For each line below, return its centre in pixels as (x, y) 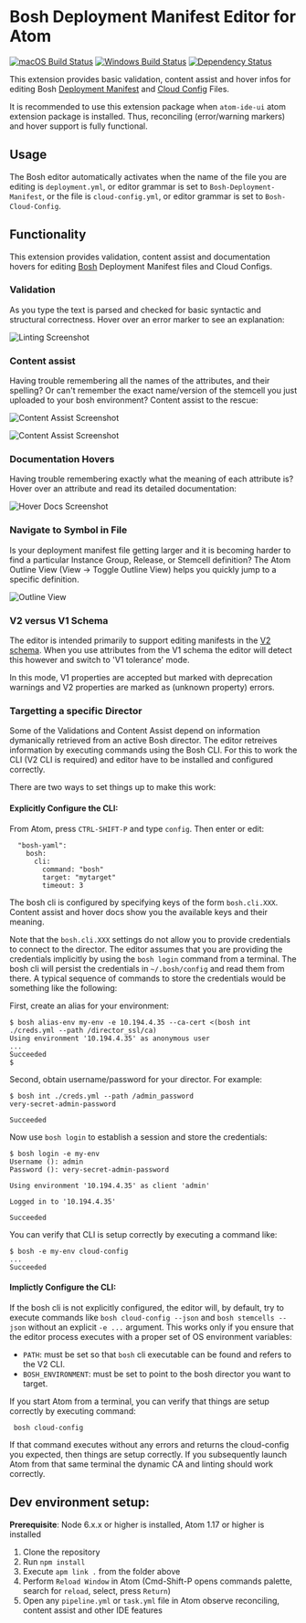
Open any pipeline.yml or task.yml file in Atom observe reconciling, (151, 1600)
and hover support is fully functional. (79, 126)
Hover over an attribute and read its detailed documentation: (123, 489)
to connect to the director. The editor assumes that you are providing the (146, 949)
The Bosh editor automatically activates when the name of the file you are (148, 176)
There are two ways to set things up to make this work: (113, 787)
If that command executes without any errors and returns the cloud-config (149, 1444)
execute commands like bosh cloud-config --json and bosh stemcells (142, 1317)
